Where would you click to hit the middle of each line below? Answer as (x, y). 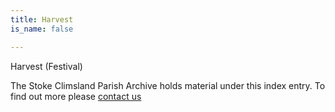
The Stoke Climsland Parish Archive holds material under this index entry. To (168, 85)
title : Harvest (42, 19)
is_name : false (42, 29)
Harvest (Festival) (46, 66)
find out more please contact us (76, 96)
